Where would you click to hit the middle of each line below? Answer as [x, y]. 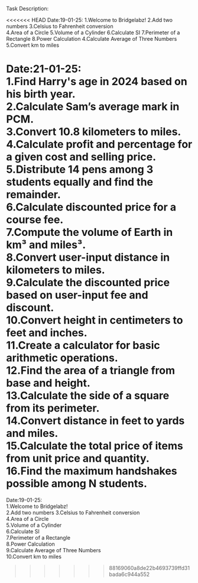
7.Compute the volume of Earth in [90, 232]
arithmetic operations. [62, 358]
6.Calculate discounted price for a [91, 207]
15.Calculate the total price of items [95, 446]
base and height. [48, 383]
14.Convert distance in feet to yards [95, 421]
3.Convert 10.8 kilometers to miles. [94, 132]
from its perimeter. [53, 408]
